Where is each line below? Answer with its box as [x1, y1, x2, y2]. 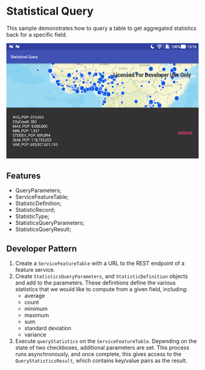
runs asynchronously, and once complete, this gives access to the [15, 350, 182, 358]
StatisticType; [15, 212, 50, 220]
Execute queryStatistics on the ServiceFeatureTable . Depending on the [15, 337, 197, 344]
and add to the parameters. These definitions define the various [15, 279, 176, 286]
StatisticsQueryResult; [15, 226, 71, 233]
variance [24, 331, 47, 338]
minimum [24, 305, 48, 312]
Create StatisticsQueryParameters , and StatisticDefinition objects [15, 272, 188, 280]
